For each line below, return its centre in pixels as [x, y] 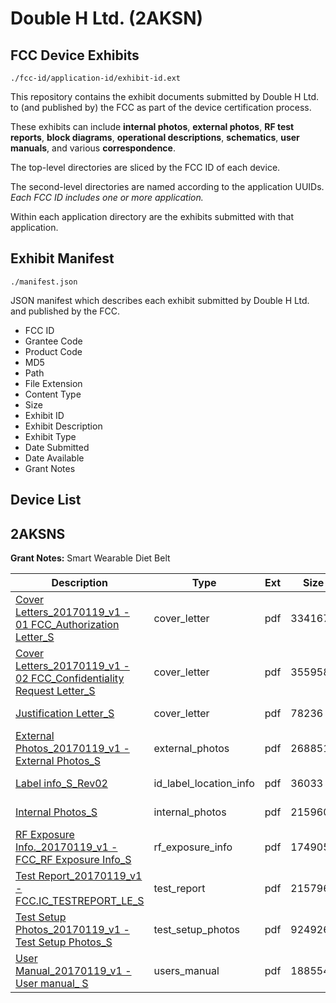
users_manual [186, 971]
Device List [46, 500]
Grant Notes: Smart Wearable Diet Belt [90, 558]
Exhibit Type [50, 436]
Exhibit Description [63, 426]
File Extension [53, 383]
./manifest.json [44, 282]
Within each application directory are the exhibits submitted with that [152, 216]
